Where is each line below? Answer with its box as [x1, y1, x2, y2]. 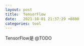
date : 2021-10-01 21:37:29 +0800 [5, 16, 79, 21]
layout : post [5, 7, 32, 12]
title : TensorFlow [5, 12, 46, 17]
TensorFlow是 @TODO [5, 35, 52, 41]
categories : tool [5, 21, 41, 26]
